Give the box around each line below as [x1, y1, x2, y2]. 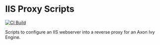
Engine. [5, 34, 21, 40]
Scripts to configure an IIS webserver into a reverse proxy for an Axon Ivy [5, 29, 155, 35]
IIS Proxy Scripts [5, 3, 75, 15]
